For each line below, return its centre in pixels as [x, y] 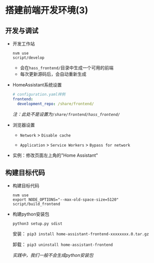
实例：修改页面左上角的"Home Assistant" [55, 155]
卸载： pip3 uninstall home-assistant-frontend [63, 245]
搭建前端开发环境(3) [47, 10]
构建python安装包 [31, 214]
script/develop [28, 58]
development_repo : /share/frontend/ [56, 104]
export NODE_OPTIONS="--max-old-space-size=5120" [66, 200]
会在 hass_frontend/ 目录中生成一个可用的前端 [67, 68]
